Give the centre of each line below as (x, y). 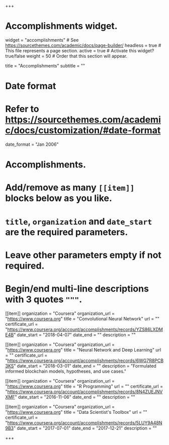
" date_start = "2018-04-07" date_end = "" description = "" (74, 334)
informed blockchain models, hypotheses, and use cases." (66, 371)
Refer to (22, 109)
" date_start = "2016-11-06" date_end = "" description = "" (75, 397)
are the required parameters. (67, 232)
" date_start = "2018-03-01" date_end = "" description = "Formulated (85, 366)
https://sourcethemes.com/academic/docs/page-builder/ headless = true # (83, 45)
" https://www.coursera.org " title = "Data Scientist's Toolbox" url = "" (76, 412)
